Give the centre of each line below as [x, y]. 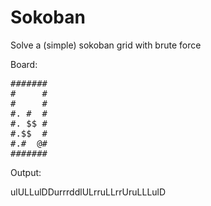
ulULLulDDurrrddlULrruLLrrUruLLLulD [88, 192]
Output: [26, 172]
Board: [24, 64]
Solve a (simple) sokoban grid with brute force [106, 45]
